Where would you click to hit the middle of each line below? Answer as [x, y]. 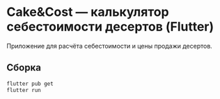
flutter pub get [30, 84]
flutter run [24, 90]
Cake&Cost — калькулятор [88, 12]
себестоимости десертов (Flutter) [110, 27]
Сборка [24, 67]
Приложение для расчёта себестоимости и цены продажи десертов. [110, 46]
